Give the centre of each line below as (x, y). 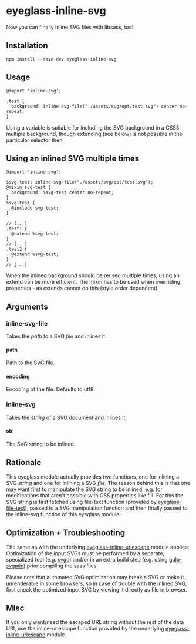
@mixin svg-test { (28, 187)
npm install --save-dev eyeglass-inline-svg (61, 59)
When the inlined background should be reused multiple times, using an (93, 275)
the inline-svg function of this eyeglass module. (64, 514)
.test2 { (17, 249)
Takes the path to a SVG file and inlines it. (56, 336)
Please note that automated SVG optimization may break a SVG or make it (95, 577)
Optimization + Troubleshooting (65, 533)
